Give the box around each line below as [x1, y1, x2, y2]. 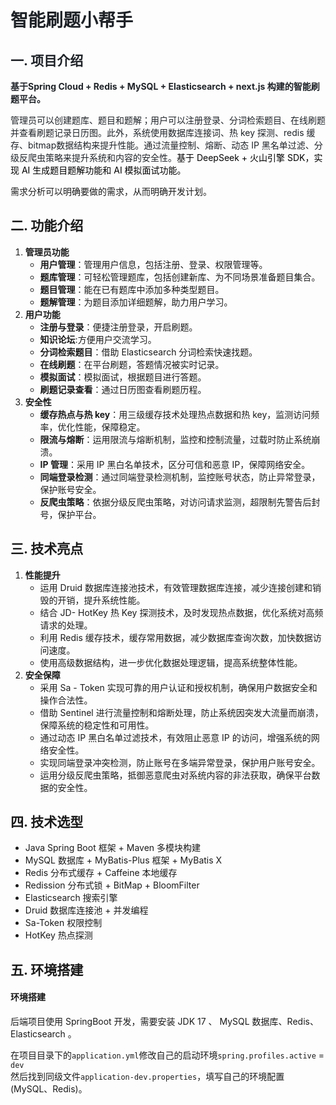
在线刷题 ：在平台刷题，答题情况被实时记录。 [39, 358, 225, 370]
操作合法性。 [39, 694, 93, 706]
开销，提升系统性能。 [57, 594, 146, 606]
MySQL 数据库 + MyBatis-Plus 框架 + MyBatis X [24, 854, 223, 866]
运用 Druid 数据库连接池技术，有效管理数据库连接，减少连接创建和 [39, 581, 313, 593]
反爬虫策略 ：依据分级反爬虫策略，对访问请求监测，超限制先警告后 [39, 496, 312, 508]
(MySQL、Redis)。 [10, 1083, 88, 1095]
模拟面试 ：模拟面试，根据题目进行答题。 [39, 371, 207, 383]
